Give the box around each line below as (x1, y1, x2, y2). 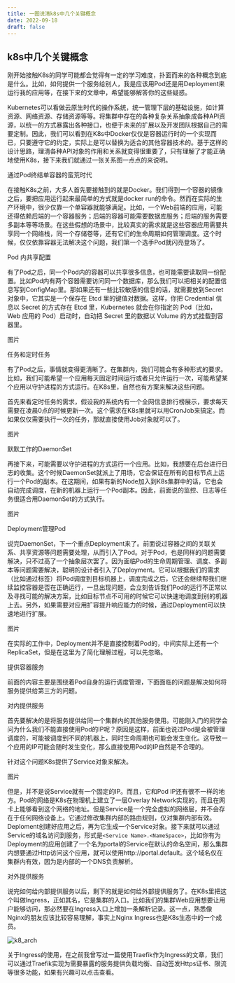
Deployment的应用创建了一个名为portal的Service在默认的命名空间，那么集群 (7, 840, 228, 848)
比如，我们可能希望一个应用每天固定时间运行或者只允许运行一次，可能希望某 (7, 374, 228, 383)
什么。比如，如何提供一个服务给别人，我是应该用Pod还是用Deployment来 (13, 80, 225, 88)
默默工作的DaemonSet (7, 445, 72, 453)
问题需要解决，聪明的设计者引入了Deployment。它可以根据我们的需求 (19, 565, 220, 575)
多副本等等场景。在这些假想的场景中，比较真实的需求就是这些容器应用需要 (7, 221, 222, 229)
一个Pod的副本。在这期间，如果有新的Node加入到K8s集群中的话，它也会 (13, 477, 223, 486)
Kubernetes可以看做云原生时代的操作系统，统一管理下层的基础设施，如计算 (7, 103, 225, 112)
